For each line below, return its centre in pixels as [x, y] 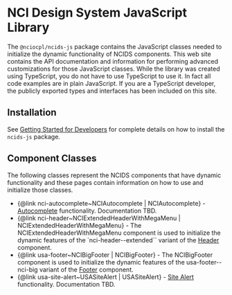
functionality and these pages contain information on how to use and [105, 182]
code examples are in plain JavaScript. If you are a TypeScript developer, [111, 83]
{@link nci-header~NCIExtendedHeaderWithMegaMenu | [99, 218]
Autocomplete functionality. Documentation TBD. [87, 211]
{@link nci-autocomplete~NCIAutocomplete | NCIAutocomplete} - [111, 203]
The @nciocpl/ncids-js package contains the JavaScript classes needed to [115, 46]
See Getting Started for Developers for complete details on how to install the [116, 129]
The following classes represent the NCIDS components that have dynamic [114, 175]
